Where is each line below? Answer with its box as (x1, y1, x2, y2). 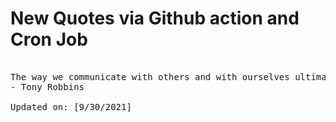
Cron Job (10, 28, 88, 51)
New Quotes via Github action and (10, 7, 300, 30)
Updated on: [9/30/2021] (10, 101, 132, 112)
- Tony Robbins (10, 81, 85, 92)
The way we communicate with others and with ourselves (10, 71, 290, 82)
